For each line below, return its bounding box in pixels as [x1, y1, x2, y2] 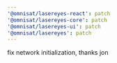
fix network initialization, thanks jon [7, 48, 109, 57]
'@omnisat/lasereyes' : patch [7, 29, 92, 37]
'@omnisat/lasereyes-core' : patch [7, 17, 108, 24]
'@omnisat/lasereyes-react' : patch [7, 10, 111, 17]
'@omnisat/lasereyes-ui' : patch [7, 23, 101, 30]
